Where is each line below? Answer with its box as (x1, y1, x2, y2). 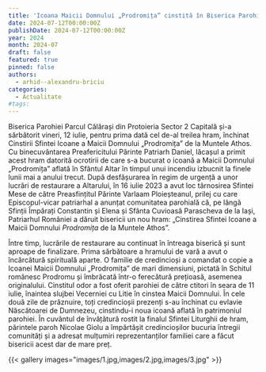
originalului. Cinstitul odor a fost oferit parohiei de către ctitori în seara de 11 (8, 281, 255, 290)
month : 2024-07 (8, 41, 59, 49)
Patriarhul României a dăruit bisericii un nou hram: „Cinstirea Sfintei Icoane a (8, 215, 257, 224)
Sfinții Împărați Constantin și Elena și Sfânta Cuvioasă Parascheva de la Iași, (8, 206, 256, 216)
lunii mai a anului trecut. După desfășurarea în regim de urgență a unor (8, 172, 239, 182)
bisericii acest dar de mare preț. (8, 339, 112, 349)
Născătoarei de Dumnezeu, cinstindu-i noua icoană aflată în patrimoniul (8, 306, 241, 316)
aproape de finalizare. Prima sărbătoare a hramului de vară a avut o (8, 247, 228, 256)
